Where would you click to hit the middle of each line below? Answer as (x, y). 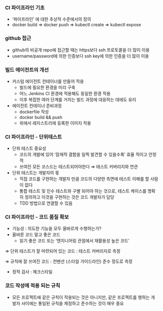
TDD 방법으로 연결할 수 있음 (46, 203)
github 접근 (18, 39)
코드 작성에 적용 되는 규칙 (33, 286)
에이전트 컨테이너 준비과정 (37, 105)
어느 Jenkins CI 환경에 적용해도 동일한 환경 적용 (65, 93)
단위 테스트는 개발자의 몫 (36, 173)
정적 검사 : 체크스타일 (32, 272)
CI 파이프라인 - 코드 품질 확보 (37, 217)
